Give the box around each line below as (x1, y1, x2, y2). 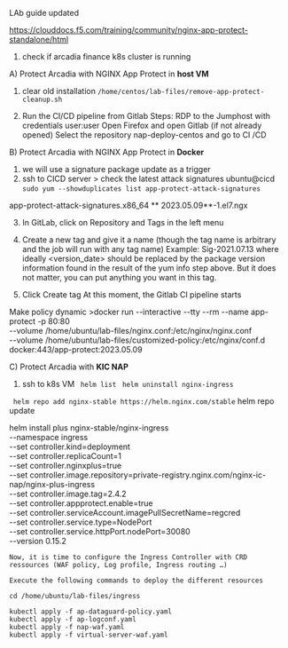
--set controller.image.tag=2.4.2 (9, 488, 127, 499)
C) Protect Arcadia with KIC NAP (9, 361, 128, 372)
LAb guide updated (9, 8, 80, 18)
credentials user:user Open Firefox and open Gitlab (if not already (21, 120, 262, 130)
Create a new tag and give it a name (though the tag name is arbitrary (21, 234, 276, 245)
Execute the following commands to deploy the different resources (9, 576, 264, 585)
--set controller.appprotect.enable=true (9, 498, 153, 509)
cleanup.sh (21, 95, 63, 104)
